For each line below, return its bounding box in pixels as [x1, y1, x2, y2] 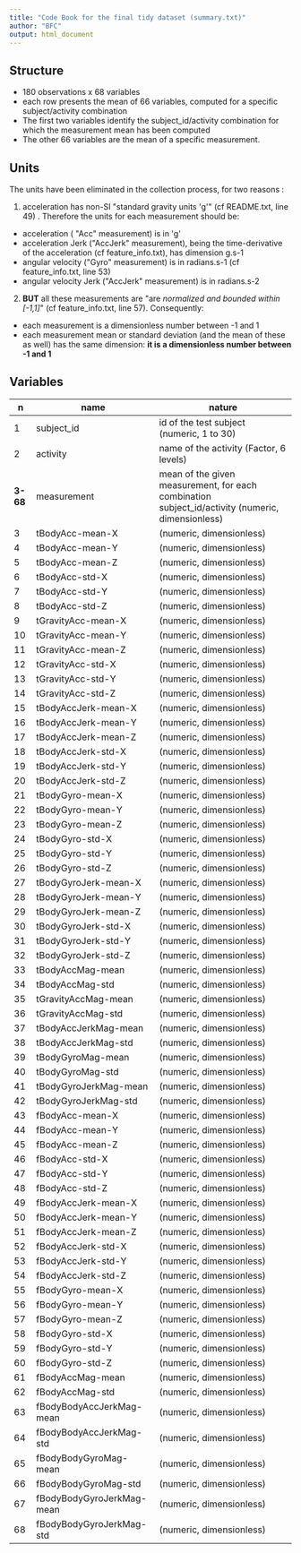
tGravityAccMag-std [35, 1007, 124, 1019]
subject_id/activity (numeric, [159, 501, 279, 513]
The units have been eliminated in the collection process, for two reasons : [9, 184, 285, 194]
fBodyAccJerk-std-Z [35, 1269, 127, 1282]
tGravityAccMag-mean [35, 992, 133, 1005]
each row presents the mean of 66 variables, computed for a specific [21, 96, 279, 107]
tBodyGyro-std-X [35, 832, 113, 845]
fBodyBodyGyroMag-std [35, 1477, 142, 1489]
